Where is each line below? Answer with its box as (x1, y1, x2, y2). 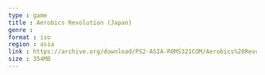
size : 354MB (8, 55, 51, 63)
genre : (8, 26, 34, 34)
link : (8, 48, 30, 55)
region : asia (8, 41, 55, 48)
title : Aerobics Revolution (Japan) (8, 19, 132, 27)
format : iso (8, 33, 51, 41)
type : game (8, 11, 47, 20)
